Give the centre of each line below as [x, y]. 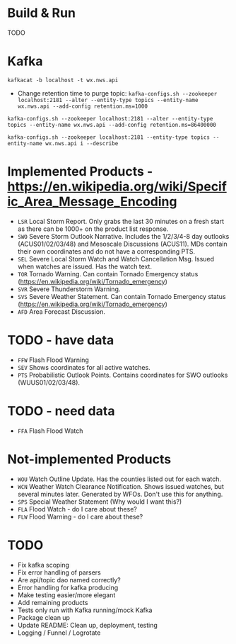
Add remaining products [53, 602]
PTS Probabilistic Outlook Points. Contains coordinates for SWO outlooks [123, 375]
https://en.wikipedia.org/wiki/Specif [117, 187]
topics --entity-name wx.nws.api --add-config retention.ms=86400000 [112, 125]
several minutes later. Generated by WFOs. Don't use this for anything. [120, 494]
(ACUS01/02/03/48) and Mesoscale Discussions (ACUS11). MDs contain [122, 244]
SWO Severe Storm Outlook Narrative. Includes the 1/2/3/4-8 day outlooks [123, 236]
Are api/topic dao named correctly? [69, 580]
